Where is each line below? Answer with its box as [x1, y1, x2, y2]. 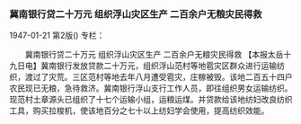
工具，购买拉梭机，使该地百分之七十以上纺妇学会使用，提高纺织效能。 [9, 105, 270, 116]
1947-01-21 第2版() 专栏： [9, 30, 105, 41]
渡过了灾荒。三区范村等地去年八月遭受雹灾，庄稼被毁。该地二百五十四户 [24, 72, 293, 83]
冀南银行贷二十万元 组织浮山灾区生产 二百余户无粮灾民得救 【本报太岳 [24, 49, 284, 60]
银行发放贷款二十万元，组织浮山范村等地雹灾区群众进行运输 [56, 60, 277, 71]
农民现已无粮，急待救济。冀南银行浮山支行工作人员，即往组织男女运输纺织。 [9, 83, 293, 93]
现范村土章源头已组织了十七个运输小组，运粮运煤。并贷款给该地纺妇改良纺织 [9, 94, 293, 105]
